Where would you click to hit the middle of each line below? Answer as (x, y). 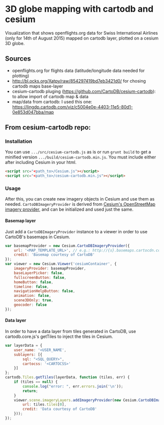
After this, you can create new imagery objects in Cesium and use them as (80, 199)
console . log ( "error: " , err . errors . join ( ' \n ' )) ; (73, 386)
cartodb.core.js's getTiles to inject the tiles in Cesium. (59, 336)
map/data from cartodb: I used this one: (52, 102)
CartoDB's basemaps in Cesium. (38, 237)
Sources (18, 59)
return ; (30, 391)
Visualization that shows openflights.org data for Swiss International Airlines (82, 33)
